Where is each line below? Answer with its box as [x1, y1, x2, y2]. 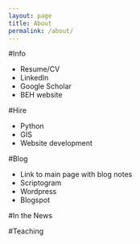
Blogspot [19, 195, 51, 205]
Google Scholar [19, 81, 72, 91]
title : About [8, 19, 52, 27]
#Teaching [8, 226, 44, 236]
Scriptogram [19, 178, 62, 188]
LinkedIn [19, 73, 49, 83]
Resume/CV [19, 64, 60, 74]
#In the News [8, 211, 53, 221]
